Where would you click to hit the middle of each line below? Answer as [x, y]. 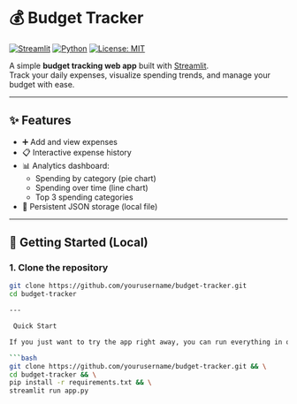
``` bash [23, 358]
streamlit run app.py [49, 391]
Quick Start [35, 326]
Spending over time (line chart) [91, 187]
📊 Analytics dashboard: [66, 165]
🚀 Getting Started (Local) [79, 243]
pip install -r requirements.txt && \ [80, 383]
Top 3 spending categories [84, 197]
